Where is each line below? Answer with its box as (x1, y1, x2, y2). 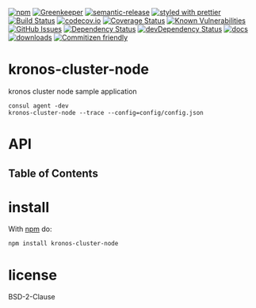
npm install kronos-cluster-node (8, 240, 119, 248)
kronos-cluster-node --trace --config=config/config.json (8, 108, 204, 116)
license (8, 266, 58, 284)
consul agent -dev (8, 101, 69, 110)
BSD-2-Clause (8, 292, 55, 302)
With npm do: (8, 224, 53, 234)
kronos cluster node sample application (8, 86, 137, 96)
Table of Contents (8, 166, 99, 180)
